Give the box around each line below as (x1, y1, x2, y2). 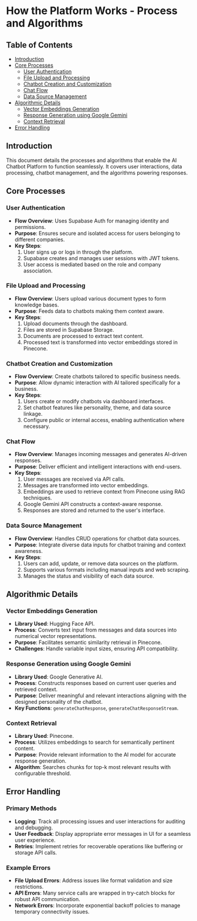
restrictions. (14, 883, 44, 890)
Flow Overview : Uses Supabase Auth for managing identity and (14, 217, 169, 224)
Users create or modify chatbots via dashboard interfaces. (23, 398, 165, 405)
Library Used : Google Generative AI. (14, 673, 103, 680)
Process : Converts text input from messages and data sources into (14, 626, 177, 633)
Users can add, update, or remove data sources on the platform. (23, 559, 179, 567)
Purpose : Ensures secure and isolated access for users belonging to (14, 230, 181, 237)
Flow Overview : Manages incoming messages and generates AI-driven (14, 451, 188, 458)
